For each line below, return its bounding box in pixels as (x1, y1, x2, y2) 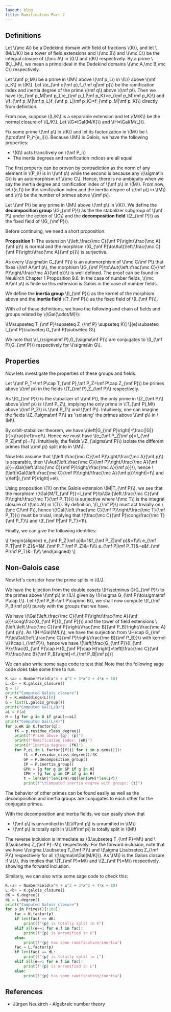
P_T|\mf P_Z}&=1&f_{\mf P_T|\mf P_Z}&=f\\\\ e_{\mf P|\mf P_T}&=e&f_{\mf (5, 543, 160, 549)
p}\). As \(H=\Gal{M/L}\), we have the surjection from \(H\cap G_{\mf (15, 629, 160, 635)
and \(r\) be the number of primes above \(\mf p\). (5, 192, 111, 198)
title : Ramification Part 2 (5, 12, 65, 17)
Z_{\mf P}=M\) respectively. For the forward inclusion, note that (31, 842, 165, 848)
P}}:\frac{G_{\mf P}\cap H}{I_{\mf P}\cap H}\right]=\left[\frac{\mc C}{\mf (5, 645, 159, 651)
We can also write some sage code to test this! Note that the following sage (5, 661, 164, 667)
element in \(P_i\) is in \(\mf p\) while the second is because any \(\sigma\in (5, 170, 163, 176)
